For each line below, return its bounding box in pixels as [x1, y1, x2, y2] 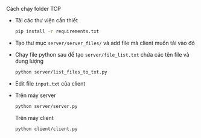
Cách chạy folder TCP [6, 5, 62, 12]
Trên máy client [14, 114, 54, 121]
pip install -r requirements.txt [14, 28, 100, 34]
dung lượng [14, 57, 44, 64]
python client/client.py [14, 126, 78, 132]
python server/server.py [14, 103, 78, 109]
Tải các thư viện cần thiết [14, 17, 78, 24]
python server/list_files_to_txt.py [14, 69, 107, 75]
